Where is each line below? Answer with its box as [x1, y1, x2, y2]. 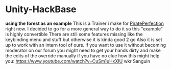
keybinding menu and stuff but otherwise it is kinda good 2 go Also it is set [5, 37, 162, 43]
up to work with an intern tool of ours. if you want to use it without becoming [5, 42, 166, 48]
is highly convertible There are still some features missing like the [5, 31, 143, 37]
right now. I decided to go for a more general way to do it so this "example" [5, 25, 163, 31]
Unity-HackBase [5, 4, 77, 15]
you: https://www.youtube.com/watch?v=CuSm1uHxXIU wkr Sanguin [5, 58, 151, 64]
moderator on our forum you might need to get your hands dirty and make [5, 47, 161, 53]
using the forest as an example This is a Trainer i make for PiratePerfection [5, 20, 164, 26]
